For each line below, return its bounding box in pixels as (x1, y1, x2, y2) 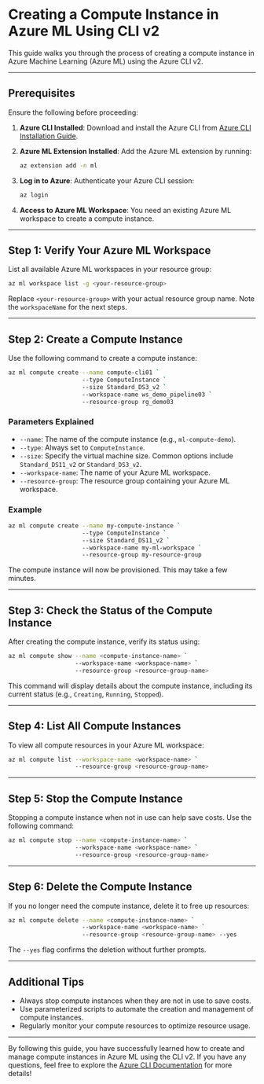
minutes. (8, 574, 37, 583)
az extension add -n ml (19, 161, 98, 170)
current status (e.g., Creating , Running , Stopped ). (8, 689, 164, 699)
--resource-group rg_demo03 (82, 398, 174, 406)
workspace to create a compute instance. (19, 214, 155, 223)
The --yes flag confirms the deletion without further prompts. (8, 945, 207, 954)
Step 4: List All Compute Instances (8, 719, 181, 733)
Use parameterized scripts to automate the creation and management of (19, 1005, 254, 1014)
